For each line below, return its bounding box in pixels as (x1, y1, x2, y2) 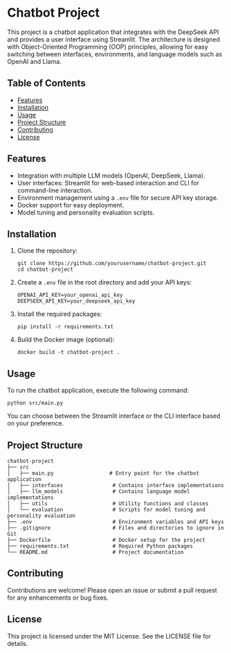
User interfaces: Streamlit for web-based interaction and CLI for (17, 178, 199, 187)
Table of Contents (7, 78, 86, 90)
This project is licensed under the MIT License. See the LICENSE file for (7, 631, 212, 640)
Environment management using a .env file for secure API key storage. (17, 193, 219, 202)
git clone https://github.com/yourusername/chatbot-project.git (17, 260, 207, 267)
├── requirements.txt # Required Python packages (7, 543, 194, 550)
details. (7, 639, 28, 647)
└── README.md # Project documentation (7, 549, 185, 556)
